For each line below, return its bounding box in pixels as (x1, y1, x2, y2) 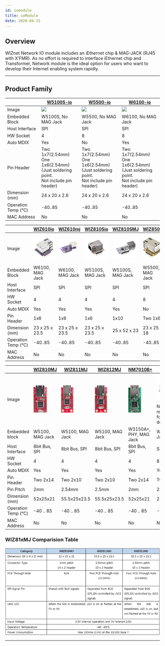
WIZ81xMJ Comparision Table (5, 536, 79, 543)
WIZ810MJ (33, 366, 57, 372)
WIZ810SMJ (112, 226, 139, 232)
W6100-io (128, 99, 151, 105)
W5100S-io (47, 99, 72, 105)
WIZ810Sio (84, 226, 109, 232)
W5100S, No (41, 114, 68, 119)
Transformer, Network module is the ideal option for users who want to (5, 60, 149, 66)
